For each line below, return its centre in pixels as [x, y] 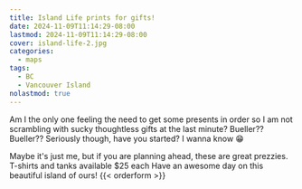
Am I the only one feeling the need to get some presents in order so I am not [151, 119]
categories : [32, 52]
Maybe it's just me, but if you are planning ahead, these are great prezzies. [149, 156]
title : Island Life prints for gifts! [82, 18]
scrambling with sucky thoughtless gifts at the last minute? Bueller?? [137, 128]
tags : [19, 69]
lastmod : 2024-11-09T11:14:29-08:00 [78, 34]
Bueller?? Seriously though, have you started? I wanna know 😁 [127, 138]
